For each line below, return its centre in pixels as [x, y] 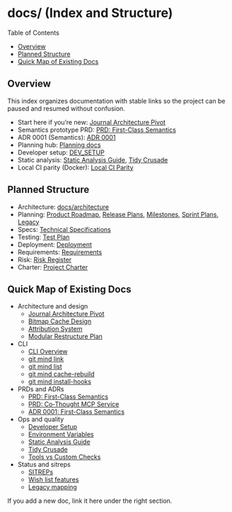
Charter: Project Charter [53, 267]
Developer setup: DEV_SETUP [61, 152]
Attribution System [55, 329]
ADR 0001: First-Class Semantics [76, 412]
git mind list [45, 367]
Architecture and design [53, 306]
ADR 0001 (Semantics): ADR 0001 [66, 137]
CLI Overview [48, 352]
